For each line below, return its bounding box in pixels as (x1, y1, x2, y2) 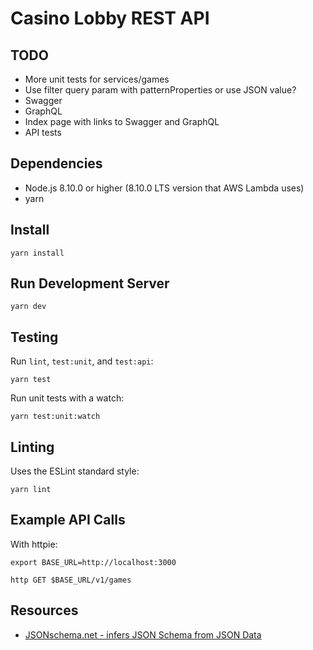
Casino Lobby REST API (10, 7, 210, 30)
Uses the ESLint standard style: (10, 465, 140, 477)
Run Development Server (10, 275, 170, 292)
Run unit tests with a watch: (10, 392, 125, 404)
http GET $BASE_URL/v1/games (10, 575, 132, 585)
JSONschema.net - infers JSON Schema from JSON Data (24, 628, 262, 641)
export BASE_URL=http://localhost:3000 (10, 557, 177, 567)
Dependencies (10, 155, 103, 172)
